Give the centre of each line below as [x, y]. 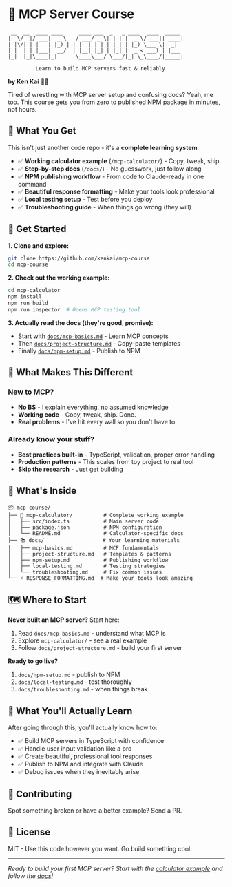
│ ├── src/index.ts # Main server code [83, 521]
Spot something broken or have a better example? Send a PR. [95, 811]
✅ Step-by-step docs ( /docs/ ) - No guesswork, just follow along [109, 169]
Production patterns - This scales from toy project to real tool [106, 461]
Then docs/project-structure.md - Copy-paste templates [99, 343]
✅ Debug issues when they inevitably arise [78, 772]
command [32, 184]
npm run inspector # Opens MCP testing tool [74, 309]
